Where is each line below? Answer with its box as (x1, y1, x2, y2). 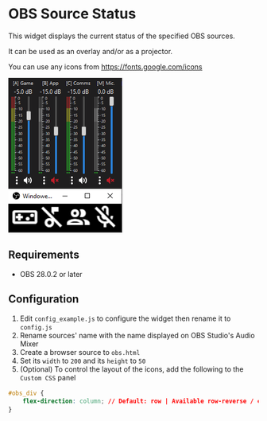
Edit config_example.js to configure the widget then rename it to (19, 314, 231, 323)
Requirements (8, 248, 79, 262)
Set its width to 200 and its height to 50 (19, 356, 146, 365)
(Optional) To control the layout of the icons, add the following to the (19, 364, 244, 374)
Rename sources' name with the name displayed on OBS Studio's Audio (19, 330, 256, 340)
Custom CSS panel (19, 372, 76, 382)
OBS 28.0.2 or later (19, 269, 83, 279)
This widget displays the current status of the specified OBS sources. (8, 31, 236, 41)
